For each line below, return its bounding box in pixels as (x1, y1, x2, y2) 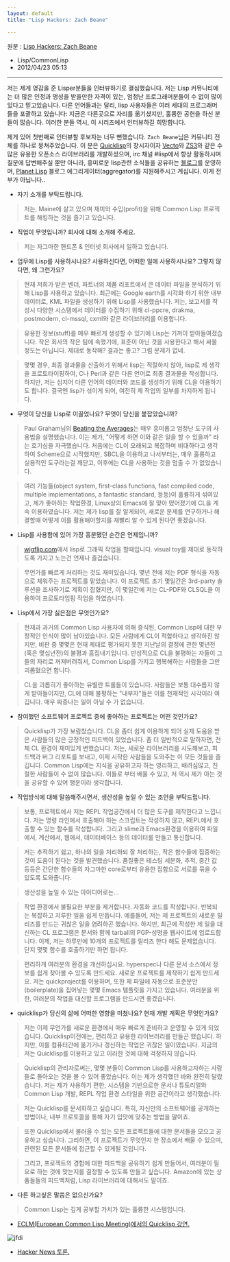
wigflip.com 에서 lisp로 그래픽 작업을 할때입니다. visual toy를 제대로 (23, 545, 205, 553)
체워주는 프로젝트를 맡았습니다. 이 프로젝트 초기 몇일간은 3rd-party (36, 577, 216, 585)
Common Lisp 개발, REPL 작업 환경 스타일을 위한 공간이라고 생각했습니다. (23, 1089, 222, 1097)
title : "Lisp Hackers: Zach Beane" (7, 16, 109, 23)
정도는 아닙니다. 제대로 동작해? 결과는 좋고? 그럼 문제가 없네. (23, 346, 186, 354)
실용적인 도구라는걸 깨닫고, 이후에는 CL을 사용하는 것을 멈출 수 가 (23, 458, 199, 466)
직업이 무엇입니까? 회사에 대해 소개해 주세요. (16, 228, 136, 236)
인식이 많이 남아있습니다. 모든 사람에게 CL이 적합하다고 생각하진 (42, 632, 213, 640)
